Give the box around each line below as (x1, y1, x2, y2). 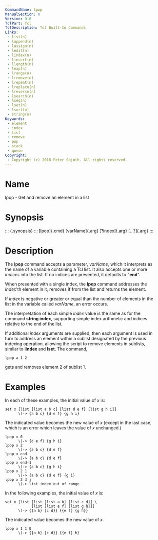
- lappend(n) (7, 39, 34, 44)
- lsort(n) (7, 107, 29, 113)
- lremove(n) (7, 75, 34, 80)
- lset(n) (7, 103, 27, 108)
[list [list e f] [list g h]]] (31, 504, 95, 509)
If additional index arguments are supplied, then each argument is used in (5, 330, 153, 336)
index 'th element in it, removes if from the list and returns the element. (5, 286, 146, 292)
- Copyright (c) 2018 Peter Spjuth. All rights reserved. (7, 157, 128, 162)
